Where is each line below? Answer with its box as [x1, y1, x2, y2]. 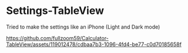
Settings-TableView [6, 4, 105, 17]
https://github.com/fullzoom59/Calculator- [6, 34, 109, 41]
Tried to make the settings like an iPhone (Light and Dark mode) [6, 23, 160, 30]
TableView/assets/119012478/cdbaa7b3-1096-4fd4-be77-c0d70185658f [6, 41, 182, 48]
